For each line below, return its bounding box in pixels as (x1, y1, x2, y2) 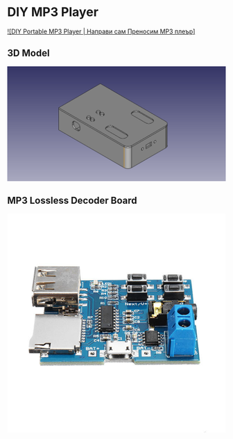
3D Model (7, 47, 50, 59)
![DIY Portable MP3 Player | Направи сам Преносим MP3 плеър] (7, 27, 196, 35)
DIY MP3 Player (7, 4, 99, 20)
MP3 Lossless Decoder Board (7, 195, 137, 207)
